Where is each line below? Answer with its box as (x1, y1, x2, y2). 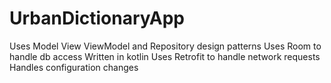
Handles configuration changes (9, 61, 139, 73)
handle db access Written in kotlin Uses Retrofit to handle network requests (9, 50, 321, 62)
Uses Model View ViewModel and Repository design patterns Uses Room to (9, 40, 322, 52)
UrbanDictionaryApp (9, 7, 185, 30)
